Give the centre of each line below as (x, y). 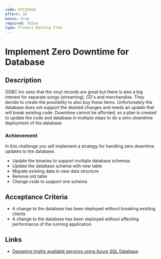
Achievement (21, 136)
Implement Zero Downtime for (67, 52)
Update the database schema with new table (57, 166)
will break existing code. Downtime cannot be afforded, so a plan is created (81, 113)
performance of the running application (52, 224)
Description (23, 80)
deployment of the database (33, 123)
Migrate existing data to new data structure (55, 171)
